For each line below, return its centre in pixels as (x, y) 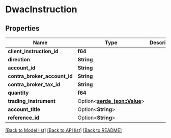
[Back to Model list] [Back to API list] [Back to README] (64, 130)
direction (19, 60)
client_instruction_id (33, 51)
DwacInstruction (41, 9)
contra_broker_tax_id (34, 84)
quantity (18, 93)
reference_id (24, 118)
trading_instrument (32, 101)
